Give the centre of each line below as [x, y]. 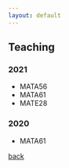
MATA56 [33, 86]
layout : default [34, 15]
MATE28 [33, 104]
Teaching [31, 47]
